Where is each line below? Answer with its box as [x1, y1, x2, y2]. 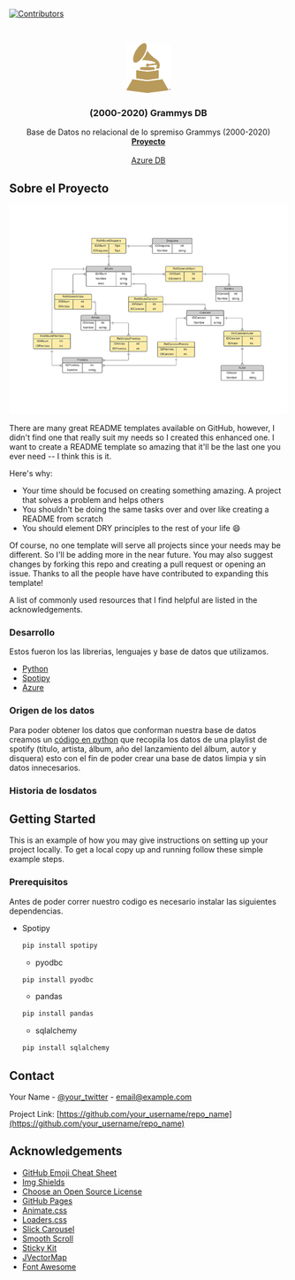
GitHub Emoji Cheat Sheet [21, 1167, 117, 1177]
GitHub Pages [21, 1195, 73, 1206]
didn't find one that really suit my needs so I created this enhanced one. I [9, 432, 276, 443]
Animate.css [21, 1205, 68, 1215]
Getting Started [9, 812, 96, 827]
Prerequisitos [9, 876, 69, 889]
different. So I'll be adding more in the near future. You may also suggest [9, 550, 274, 560]
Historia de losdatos [9, 784, 97, 797]
